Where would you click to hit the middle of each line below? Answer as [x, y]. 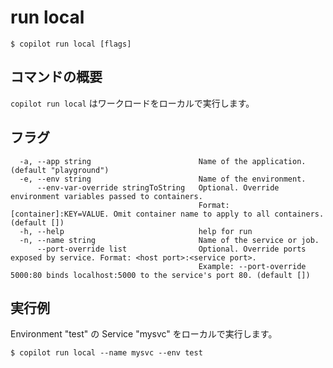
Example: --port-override [252, 266]
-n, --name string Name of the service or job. [169, 240]
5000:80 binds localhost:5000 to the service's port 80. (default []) [160, 275]
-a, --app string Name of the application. [163, 161]
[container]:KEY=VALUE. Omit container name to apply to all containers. [167, 214]
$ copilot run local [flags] [71, 44]
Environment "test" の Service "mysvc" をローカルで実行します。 [144, 334]
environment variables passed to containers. [106, 196]
